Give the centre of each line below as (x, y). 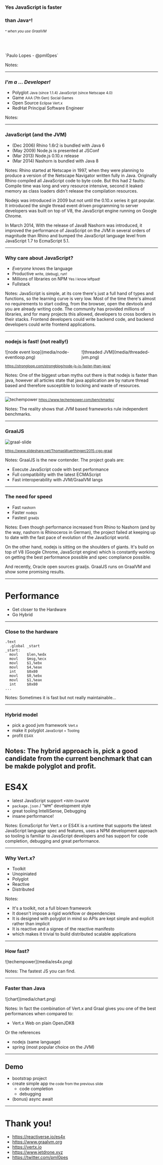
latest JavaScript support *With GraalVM (50, 800)
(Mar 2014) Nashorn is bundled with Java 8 (55, 161)
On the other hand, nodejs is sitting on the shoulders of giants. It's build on (80, 547)
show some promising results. (35, 572)
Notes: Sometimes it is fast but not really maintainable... (61, 698)
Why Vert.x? (20, 858)
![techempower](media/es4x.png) (39, 962)
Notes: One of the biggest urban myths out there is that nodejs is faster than (81, 375)
